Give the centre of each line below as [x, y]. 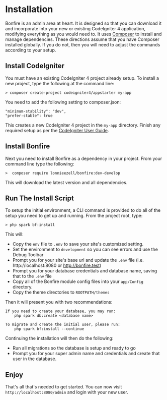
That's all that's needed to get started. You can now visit [64, 387]
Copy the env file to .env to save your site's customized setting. [78, 244]
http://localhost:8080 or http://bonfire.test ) [57, 265]
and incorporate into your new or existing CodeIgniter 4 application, [75, 28]
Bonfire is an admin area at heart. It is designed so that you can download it [83, 23]
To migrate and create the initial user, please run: [63, 325]
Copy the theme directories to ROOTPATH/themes [61, 292]
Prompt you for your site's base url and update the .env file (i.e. [78, 260]
